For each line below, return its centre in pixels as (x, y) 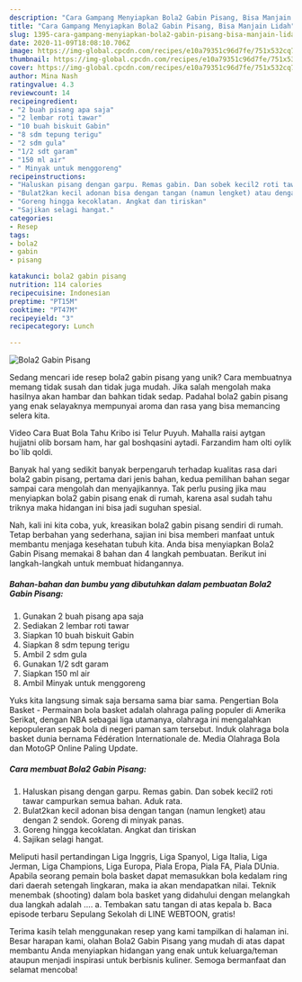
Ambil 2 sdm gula (54, 655)
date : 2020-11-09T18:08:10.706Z (70, 43)
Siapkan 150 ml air (56, 674)
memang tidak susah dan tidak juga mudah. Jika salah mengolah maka (140, 387)
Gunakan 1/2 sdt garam (66, 664)
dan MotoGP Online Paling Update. (74, 748)
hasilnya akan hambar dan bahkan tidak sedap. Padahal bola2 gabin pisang (149, 397)
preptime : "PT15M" (44, 301)
